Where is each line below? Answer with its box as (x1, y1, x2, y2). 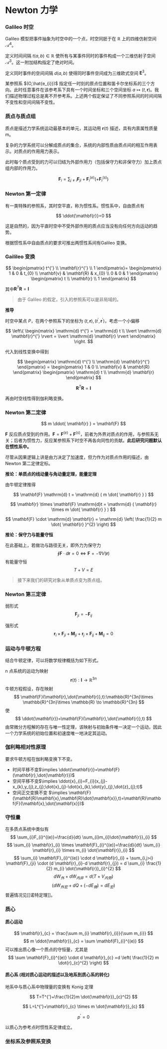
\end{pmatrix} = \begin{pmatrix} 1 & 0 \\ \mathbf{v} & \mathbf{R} (17, 364, 150, 370)
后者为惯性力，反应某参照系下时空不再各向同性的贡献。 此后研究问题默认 (13, 437, 162, 443)
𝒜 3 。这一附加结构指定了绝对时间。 (5, 58, 77, 65)
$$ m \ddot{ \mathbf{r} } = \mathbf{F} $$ (41, 421, 126, 427)
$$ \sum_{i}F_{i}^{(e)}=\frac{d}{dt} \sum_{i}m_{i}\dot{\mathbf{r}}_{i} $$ (10, 834, 157, 840)
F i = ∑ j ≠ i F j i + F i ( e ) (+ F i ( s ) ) (58, 175, 109, 183)
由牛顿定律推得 (5, 481, 36, 487)
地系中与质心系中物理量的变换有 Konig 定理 (5, 984, 93, 990)
